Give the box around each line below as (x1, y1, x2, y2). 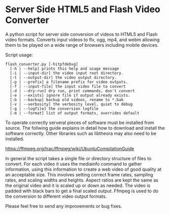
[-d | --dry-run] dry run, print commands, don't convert (10, 88, 135, 94)
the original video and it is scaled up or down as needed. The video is (5, 182, 151, 189)
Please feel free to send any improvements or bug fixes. (5, 203, 122, 209)
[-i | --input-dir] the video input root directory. (10, 70, 124, 76)
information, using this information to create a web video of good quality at (5, 166, 162, 172)
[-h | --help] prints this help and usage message (10, 66, 119, 71)
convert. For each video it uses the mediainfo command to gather (5, 161, 142, 167)
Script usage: (5, 52, 33, 58)
